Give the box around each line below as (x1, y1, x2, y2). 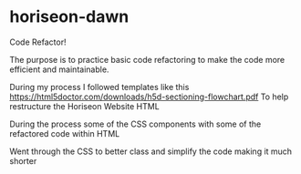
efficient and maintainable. (9, 64, 109, 75)
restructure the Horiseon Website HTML (9, 100, 160, 111)
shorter (9, 155, 37, 166)
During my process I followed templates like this (9, 81, 190, 92)
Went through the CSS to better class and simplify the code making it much (9, 146, 293, 157)
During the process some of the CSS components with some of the (9, 118, 262, 129)
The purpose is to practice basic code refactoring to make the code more (9, 54, 285, 65)
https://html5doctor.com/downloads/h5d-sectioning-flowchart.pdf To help (9, 91, 289, 102)
